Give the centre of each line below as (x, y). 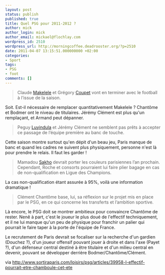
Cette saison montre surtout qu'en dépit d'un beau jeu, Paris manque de (79, 142)
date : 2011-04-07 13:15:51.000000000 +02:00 (52, 51)
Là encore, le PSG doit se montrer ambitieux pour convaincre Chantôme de (82, 211)
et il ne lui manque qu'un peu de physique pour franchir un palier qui (75, 222)
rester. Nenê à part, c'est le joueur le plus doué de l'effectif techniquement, (82, 217)
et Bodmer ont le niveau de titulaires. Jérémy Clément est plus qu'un (75, 112)
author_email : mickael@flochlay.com (43, 37)
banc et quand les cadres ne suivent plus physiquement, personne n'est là (81, 147)
